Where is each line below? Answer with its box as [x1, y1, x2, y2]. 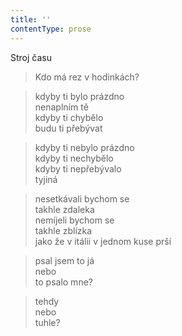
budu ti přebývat [34, 122, 103, 134]
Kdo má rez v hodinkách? [34, 71, 140, 83]
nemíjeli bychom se [34, 214, 115, 226]
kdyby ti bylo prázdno [34, 90, 125, 102]
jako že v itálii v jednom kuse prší [34, 235, 172, 247]
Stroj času [10, 51, 52, 63]
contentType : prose [10, 24, 92, 34]
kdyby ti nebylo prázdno [34, 141, 135, 153]
